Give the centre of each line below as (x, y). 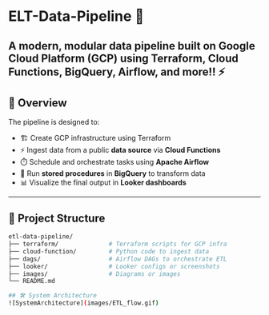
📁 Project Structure (57, 218)
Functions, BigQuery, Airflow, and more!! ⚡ (117, 72)
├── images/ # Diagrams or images (94, 274)
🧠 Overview (38, 103)
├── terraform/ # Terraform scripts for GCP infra (118, 244)
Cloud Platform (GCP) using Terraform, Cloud (123, 58)
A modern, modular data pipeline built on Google (132, 46)
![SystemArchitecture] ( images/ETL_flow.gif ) (84, 303)
